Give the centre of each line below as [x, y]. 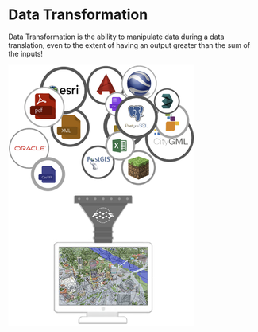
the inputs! [26, 53]
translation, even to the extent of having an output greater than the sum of [129, 45]
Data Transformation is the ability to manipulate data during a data [116, 37]
